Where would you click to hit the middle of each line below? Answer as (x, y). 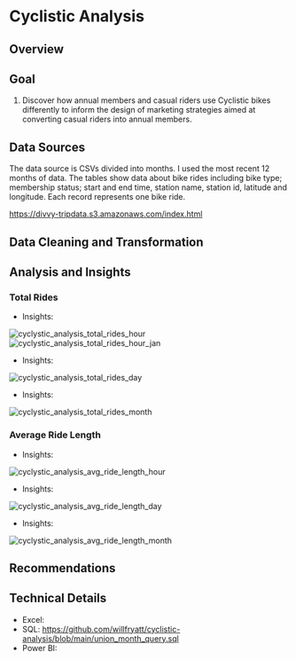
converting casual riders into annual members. (107, 119)
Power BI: (39, 648)
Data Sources (47, 147)
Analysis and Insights (70, 272)
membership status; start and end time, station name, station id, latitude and (148, 187)
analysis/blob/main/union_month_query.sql (100, 638)
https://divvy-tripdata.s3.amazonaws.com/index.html (106, 214)
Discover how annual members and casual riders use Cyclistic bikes (146, 100)
